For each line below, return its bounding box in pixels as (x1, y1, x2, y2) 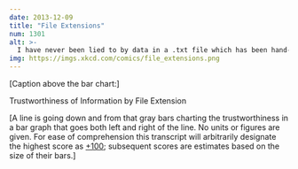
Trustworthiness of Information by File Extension (9, 96, 187, 106)
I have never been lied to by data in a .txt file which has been (17, 46, 268, 55)
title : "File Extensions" (9, 21, 105, 30)
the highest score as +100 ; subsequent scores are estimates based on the (9, 141, 280, 151)
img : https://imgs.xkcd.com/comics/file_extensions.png (9, 54, 220, 63)
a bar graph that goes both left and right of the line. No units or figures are (9, 122, 281, 133)
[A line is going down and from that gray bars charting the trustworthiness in (9, 112, 289, 123)
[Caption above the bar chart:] (9, 79, 120, 88)
